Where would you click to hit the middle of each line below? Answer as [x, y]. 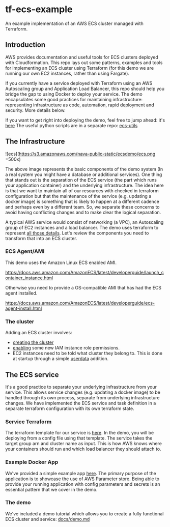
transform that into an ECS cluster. [41, 238]
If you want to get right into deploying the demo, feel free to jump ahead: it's [85, 120]
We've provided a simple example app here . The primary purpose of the [81, 473]
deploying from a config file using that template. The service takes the [79, 438]
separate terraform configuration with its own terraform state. [70, 408]
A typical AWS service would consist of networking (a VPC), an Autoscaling [84, 222]
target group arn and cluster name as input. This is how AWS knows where [83, 444]
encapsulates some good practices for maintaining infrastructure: [74, 99]
